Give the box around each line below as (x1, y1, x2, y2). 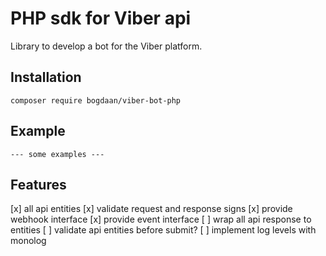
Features (10, 176, 67, 193)
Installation (10, 69, 82, 86)
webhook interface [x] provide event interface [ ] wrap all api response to (10, 213, 312, 226)
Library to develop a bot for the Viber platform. (10, 40, 203, 52)
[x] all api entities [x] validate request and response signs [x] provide (10, 203, 293, 215)
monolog (10, 235, 47, 247)
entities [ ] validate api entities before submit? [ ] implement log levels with (10, 224, 317, 236)
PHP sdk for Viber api (10, 7, 192, 30)
